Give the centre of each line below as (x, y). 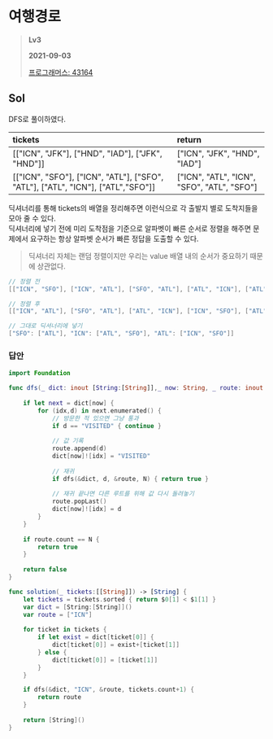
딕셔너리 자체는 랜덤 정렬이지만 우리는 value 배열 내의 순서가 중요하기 (138, 256)
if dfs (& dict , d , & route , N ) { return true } (130, 479)
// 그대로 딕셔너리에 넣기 (45, 326)
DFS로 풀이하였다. (37, 119)
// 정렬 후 (24, 304)
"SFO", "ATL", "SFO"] (217, 186)
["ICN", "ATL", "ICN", (216, 177)
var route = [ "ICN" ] (58, 614)
